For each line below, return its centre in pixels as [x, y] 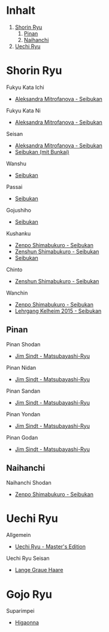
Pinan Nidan [21, 367]
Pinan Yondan [23, 414]
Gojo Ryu [29, 594]
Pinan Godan [22, 437]
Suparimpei [20, 611]
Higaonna [27, 622]
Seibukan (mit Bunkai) [42, 152]
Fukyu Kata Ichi [25, 87]
